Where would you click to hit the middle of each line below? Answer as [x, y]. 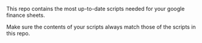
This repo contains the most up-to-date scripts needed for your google [96, 9]
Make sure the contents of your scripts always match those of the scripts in [101, 27]
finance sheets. [26, 15]
